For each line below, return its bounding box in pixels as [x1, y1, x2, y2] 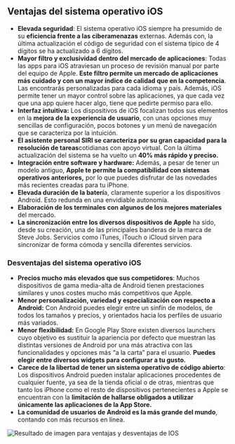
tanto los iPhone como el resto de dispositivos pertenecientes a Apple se [17, 386, 229, 394]
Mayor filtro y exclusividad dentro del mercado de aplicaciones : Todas [17, 54, 227, 62]
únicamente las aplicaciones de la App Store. [17, 401, 152, 409]
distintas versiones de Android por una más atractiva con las [17, 341, 193, 349]
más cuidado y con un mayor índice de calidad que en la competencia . [17, 76, 227, 85]
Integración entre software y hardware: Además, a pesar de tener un [17, 158, 220, 167]
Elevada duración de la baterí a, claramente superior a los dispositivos [17, 188, 221, 196]
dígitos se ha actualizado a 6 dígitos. [17, 46, 123, 55]
